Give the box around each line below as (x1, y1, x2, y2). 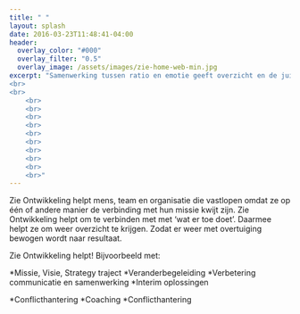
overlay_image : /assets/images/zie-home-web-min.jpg (17, 63, 218, 72)
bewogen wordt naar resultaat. (9, 233, 122, 244)
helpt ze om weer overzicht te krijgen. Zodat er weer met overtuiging (9, 224, 262, 235)
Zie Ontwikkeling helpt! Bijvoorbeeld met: (9, 251, 161, 261)
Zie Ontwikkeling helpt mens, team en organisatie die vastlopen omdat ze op (9, 195, 291, 206)
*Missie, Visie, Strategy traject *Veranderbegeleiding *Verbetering (9, 268, 256, 278)
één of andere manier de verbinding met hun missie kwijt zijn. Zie (9, 204, 250, 215)
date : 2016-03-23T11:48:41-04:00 (9, 29, 134, 38)
